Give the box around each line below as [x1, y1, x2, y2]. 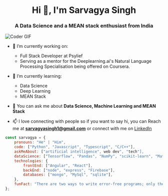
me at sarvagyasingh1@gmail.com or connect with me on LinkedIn [12, 126, 152, 132]
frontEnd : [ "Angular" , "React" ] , [23, 163, 93, 168]
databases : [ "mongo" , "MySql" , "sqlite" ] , [23, 172, 113, 178]
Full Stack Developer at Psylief [19, 53, 83, 59]
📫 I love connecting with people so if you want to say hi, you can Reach [12, 118, 161, 124]
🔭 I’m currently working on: [12, 43, 68, 49]
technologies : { [14, 158, 48, 164]
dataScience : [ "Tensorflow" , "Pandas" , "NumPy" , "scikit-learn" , [14, 154, 153, 159]
